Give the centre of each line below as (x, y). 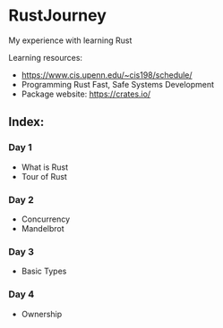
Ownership (42, 314)
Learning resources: (45, 57)
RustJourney (57, 16)
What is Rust (45, 167)
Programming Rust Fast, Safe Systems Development (118, 84)
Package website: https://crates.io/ (86, 94)
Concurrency (46, 219)
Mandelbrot (43, 228)
